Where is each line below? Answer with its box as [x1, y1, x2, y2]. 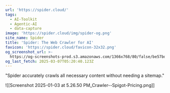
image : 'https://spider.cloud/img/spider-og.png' [5, 31, 112, 36]
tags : [5, 12, 17, 17]
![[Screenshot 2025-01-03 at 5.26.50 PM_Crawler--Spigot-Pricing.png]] [5, 82, 155, 88]
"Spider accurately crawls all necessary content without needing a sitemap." [5, 72, 164, 78]
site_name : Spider [5, 36, 44, 41]
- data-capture [10, 26, 42, 31]
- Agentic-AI [10, 21, 37, 27]
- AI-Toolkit [10, 17, 37, 22]
